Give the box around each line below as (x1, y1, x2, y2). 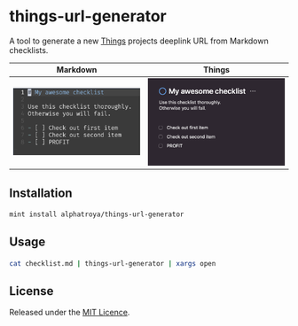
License (9, 283, 54, 299)
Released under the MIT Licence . (9, 307, 130, 318)
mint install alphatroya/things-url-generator (9, 210, 184, 219)
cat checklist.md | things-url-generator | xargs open (9, 259, 216, 268)
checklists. (9, 44, 49, 55)
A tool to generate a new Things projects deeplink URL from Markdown (9, 35, 269, 46)
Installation (9, 185, 73, 200)
